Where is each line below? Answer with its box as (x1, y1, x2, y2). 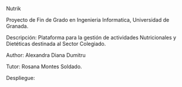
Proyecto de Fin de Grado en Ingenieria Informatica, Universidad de (6, 16, 170, 23)
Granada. (6, 23, 29, 29)
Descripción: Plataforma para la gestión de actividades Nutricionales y (6, 34, 177, 41)
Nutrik (6, 5, 21, 12)
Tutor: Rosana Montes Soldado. (6, 63, 82, 70)
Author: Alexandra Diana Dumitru (6, 52, 86, 58)
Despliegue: (6, 75, 35, 81)
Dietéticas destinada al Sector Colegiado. (6, 41, 106, 47)
